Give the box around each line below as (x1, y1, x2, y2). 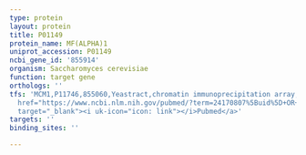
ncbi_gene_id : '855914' (9, 56, 100, 65)
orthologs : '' (9, 81, 64, 90)
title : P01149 (9, 30, 64, 39)
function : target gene (9, 73, 96, 82)
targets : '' (9, 115, 55, 124)
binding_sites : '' (9, 124, 79, 133)
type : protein (9, 13, 64, 23)
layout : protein (9, 22, 71, 31)
